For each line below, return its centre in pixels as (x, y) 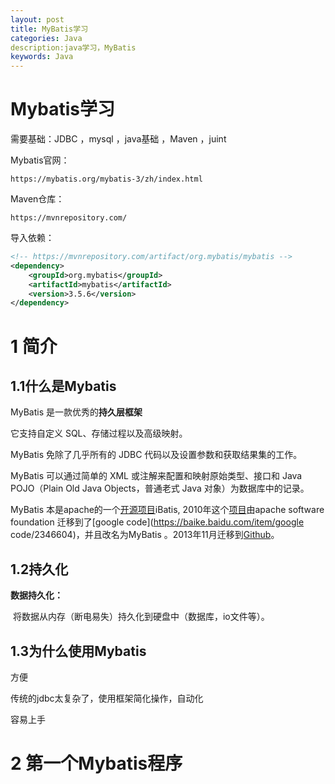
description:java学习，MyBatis (73, 47)
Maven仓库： (37, 199)
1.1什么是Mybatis (63, 386)
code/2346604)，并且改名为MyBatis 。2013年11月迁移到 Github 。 (145, 535)
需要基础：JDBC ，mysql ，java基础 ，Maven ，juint (118, 139)
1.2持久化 (39, 569)
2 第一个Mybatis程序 (96, 763)
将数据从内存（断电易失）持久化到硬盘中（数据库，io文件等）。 (141, 617)
